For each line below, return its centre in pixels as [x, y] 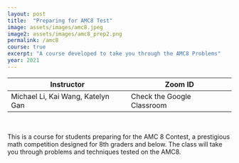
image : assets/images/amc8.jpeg [55, 27]
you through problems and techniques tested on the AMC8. [94, 152]
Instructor [68, 84]
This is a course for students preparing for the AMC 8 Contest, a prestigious [119, 137]
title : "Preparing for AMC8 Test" [60, 21]
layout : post [27, 14]
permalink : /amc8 [33, 41]
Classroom [149, 105]
